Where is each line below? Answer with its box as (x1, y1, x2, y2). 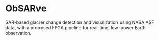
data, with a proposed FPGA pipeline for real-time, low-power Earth (5, 24, 146, 30)
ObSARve (5, 3, 47, 14)
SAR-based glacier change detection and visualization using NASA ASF (5, 19, 154, 25)
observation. (5, 30, 32, 36)
